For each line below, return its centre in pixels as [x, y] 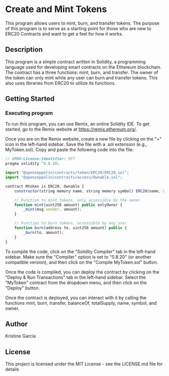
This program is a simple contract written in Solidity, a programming [75, 62]
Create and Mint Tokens [56, 9]
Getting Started [30, 99]
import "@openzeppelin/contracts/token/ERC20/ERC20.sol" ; [67, 173]
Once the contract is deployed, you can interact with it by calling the [76, 298]
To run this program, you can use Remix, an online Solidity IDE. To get [77, 124]
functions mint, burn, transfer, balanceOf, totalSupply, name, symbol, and [81, 303]
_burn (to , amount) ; [44, 232]
